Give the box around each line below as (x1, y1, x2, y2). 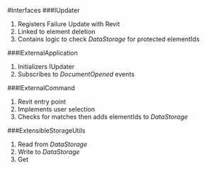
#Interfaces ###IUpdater (7, 6, 80, 14)
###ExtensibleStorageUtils (7, 126, 86, 134)
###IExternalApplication (7, 49, 78, 57)
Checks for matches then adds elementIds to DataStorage (17, 113, 189, 121)
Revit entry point (17, 97, 66, 106)
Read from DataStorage (17, 140, 87, 148)
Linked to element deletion (17, 28, 96, 36)
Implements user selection (17, 105, 96, 113)
